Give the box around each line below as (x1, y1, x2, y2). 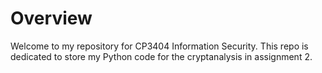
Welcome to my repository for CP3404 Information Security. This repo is (10, 40, 309, 52)
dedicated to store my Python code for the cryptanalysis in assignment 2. (10, 50, 313, 62)
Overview (10, 7, 93, 30)
